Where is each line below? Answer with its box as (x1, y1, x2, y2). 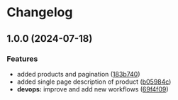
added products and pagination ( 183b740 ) (16, 70, 140, 78)
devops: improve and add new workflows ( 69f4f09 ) (16, 84, 169, 93)
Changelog (6, 4, 73, 21)
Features (6, 54, 38, 64)
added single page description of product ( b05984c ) (16, 77, 172, 86)
